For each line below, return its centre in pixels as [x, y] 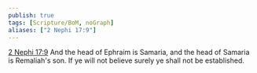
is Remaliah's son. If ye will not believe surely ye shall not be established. [127, 60]
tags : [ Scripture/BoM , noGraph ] [61, 23]
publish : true [31, 15]
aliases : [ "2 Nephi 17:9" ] [52, 30]
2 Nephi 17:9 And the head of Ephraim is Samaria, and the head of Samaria [129, 53]
